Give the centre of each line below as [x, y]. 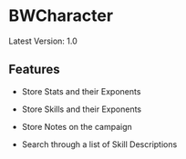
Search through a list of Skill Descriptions [99, 144]
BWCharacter [61, 16]
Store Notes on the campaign [77, 126]
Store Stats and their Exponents [81, 91]
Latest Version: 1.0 [43, 41]
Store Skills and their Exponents [82, 109]
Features [34, 70]
